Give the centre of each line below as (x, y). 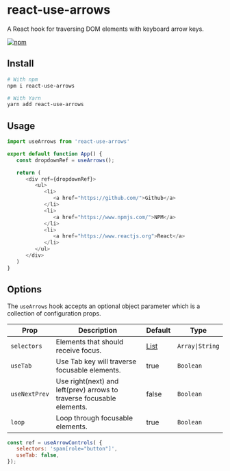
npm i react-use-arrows (41, 86)
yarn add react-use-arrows (46, 105)
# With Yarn (24, 98)
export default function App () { (55, 154)
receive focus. (79, 350)
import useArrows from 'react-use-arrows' (68, 142)
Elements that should (90, 342)
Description (98, 330)
